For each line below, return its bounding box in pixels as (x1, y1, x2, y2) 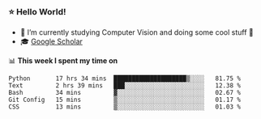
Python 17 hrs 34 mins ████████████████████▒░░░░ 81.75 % (8, 74, 242, 83)
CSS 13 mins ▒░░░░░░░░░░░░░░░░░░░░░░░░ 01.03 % (8, 103, 242, 111)
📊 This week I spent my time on (8, 56, 118, 66)
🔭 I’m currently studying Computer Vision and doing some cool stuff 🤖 (19, 28, 254, 37)
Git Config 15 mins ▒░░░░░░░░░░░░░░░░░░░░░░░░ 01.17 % (8, 96, 242, 104)
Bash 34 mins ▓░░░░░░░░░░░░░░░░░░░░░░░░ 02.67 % (8, 89, 242, 97)
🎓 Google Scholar (19, 36, 83, 46)
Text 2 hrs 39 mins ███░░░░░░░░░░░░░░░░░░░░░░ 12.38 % (8, 82, 242, 90)
